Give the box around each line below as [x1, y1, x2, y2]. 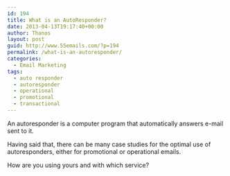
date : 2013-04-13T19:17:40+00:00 [7, 23, 104, 30]
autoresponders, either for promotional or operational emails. [7, 147, 182, 156]
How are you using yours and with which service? [7, 161, 150, 169]
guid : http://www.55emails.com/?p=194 [7, 42, 119, 49]
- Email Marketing [13, 62, 67, 69]
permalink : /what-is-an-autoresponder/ [7, 49, 123, 56]
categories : [7, 55, 42, 62]
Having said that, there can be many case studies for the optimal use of [7, 140, 211, 148]
